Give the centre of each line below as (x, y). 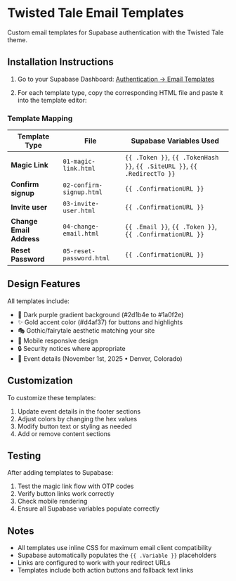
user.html (79, 211)
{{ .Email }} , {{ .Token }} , (171, 226)
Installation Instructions (61, 62)
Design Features (44, 284)
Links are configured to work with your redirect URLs (94, 563)
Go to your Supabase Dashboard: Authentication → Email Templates (116, 79)
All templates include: (39, 301)
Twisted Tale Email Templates (96, 13)
